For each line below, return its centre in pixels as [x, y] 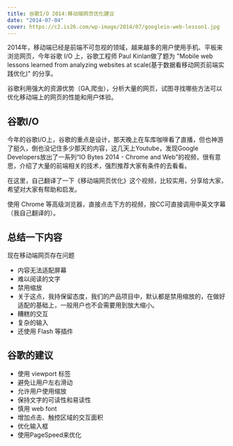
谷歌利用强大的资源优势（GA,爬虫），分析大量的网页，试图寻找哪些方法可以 [115, 89]
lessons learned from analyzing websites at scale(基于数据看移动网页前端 [113, 65]
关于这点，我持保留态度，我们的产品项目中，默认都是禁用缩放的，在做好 [121, 296]
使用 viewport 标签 [44, 373]
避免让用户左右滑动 [45, 382]
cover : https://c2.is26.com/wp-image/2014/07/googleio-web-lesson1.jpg [113, 27]
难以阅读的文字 [39, 279]
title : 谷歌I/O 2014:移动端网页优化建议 [61, 14]
